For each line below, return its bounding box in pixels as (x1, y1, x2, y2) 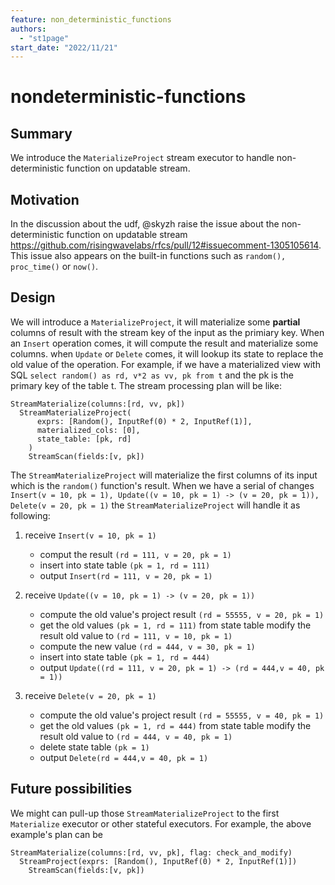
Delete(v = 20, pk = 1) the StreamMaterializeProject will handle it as (10, 499, 301, 511)
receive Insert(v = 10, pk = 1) (24, 529, 157, 541)
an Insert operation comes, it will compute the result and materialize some (10, 337, 319, 349)
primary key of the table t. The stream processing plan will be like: (10, 379, 282, 391)
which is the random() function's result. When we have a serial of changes (10, 479, 315, 491)
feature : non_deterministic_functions (10, 14, 172, 25)
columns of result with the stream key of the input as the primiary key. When (10, 326, 325, 338)
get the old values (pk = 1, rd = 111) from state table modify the (39, 619, 312, 631)
